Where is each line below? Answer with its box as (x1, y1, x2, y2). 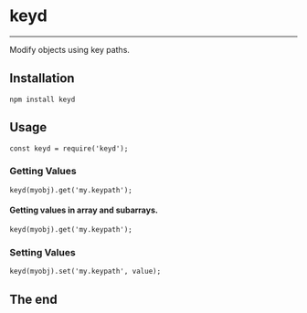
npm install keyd (9, 95, 76, 104)
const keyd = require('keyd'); (9, 143, 129, 153)
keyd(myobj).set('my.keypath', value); (9, 266, 162, 276)
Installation (9, 70, 75, 87)
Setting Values (9, 245, 76, 258)
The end (9, 291, 58, 307)
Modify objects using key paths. (9, 44, 131, 55)
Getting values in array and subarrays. (9, 204, 158, 215)
